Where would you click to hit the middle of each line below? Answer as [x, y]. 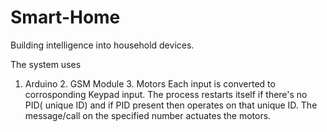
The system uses [46, 64]
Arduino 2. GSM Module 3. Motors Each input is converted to [150, 83]
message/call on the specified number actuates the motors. [148, 115]
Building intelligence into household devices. [102, 45]
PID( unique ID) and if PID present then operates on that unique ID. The [171, 105]
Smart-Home [65, 17]
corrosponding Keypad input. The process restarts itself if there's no [166, 94]
